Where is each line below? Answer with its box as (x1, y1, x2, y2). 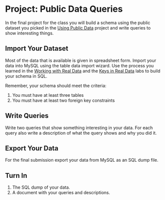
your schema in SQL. (5, 73, 48, 79)
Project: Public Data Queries (5, 3, 123, 15)
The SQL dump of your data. (12, 184, 70, 190)
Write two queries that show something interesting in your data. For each (5, 124, 153, 131)
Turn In (5, 171, 28, 180)
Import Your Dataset (5, 44, 68, 53)
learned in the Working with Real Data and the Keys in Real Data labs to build (5, 68, 161, 74)
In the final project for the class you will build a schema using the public (5, 20, 150, 26)
